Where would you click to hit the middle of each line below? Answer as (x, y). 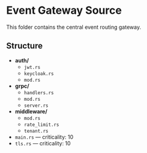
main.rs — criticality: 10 (44, 137)
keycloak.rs (39, 73)
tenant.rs (36, 131)
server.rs (36, 106)
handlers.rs (39, 93)
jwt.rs (32, 67)
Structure (25, 46)
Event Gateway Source (64, 10)
